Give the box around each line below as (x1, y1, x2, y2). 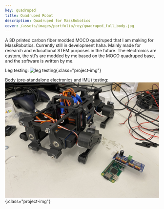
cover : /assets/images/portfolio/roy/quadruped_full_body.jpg (5, 23, 134, 28)
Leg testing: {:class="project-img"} (5, 67, 102, 73)
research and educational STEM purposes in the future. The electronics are (5, 48, 157, 54)
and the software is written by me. (5, 58, 74, 64)
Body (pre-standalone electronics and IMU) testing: (5, 77, 109, 83)
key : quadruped (5, 8, 36, 13)
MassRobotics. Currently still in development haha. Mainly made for (5, 42, 141, 48)
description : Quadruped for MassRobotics (5, 18, 91, 23)
